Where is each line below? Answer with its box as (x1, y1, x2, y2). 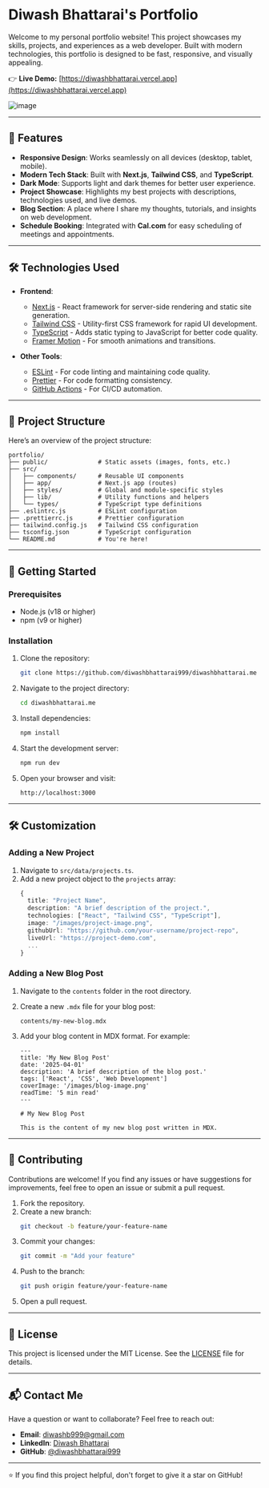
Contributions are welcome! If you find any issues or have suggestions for (8, 1174, 252, 1184)
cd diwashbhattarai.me (19, 699, 96, 707)
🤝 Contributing (8, 1153, 83, 1167)
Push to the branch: (19, 1267, 86, 1277)
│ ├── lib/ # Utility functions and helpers (8, 493, 210, 501)
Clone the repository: (19, 654, 90, 663)
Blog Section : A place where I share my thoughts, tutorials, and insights (19, 203, 257, 213)
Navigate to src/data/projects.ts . (19, 865, 134, 875)
